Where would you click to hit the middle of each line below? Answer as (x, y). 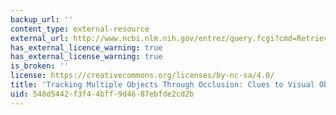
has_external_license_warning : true (86, 57)
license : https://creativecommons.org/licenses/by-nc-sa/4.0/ (142, 76)
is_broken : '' (40, 66)
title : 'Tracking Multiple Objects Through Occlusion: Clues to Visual (162, 85)
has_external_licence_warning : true (86, 47)
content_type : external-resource (80, 29)
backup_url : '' (42, 19)
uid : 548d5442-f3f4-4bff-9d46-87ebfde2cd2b (102, 94)
